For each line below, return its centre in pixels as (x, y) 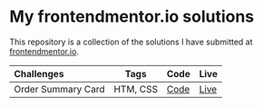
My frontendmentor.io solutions (132, 17)
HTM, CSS (136, 89)
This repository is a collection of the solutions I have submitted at (131, 42)
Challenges (39, 73)
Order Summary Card (59, 89)
